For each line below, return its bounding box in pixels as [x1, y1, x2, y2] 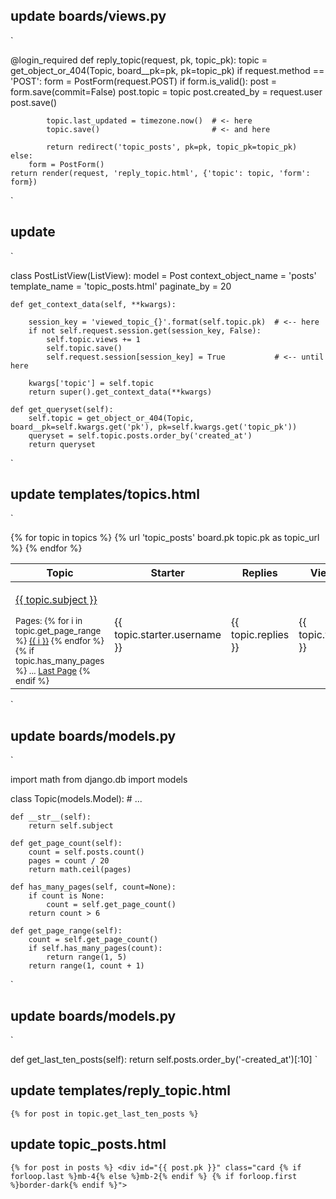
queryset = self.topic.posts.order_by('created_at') [28, 430, 253, 441]
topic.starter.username [114, 628, 222, 642]
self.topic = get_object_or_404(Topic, [28, 413, 195, 423]
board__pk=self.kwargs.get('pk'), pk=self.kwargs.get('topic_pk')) [10, 422, 298, 432]
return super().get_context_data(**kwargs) [28, 387, 213, 397]
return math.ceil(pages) [28, 865, 132, 875]
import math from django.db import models [10, 774, 188, 786]
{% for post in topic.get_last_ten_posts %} [10, 1109, 199, 1119]
